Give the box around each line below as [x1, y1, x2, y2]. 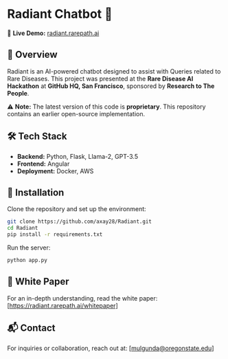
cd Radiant [7, 225, 38, 232]
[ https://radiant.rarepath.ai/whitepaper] [7, 301, 118, 309]
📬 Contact [7, 323, 56, 334]
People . [7, 89, 30, 97]
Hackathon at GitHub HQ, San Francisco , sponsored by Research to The [7, 82, 215, 90]
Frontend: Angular [16, 160, 70, 168]
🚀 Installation [7, 186, 65, 198]
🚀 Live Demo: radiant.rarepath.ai [7, 29, 100, 37]
